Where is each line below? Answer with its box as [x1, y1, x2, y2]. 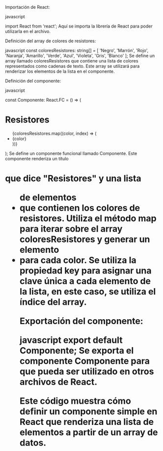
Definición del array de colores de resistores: [5, 38, 96, 44]
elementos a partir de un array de [19, 427, 158, 438]
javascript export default [19, 334, 123, 346]
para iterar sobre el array [19, 223, 123, 235]
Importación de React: [5, 4, 50, 10]
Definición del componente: [5, 78, 61, 84]
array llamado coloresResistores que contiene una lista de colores [5, 58, 138, 63]
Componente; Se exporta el [19, 345, 134, 356]
